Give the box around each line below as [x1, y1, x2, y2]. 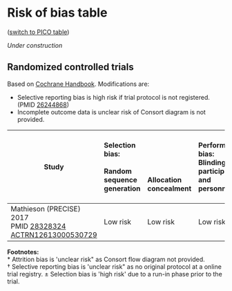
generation [104, 184, 141, 193]
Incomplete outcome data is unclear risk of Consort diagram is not [17, 107, 206, 116]
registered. [179, 93, 211, 101]
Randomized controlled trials [7, 61, 134, 73]
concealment [147, 184, 192, 193]
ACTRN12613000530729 [10, 230, 98, 240]
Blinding [197, 157, 226, 167]
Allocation [147, 175, 182, 184]
